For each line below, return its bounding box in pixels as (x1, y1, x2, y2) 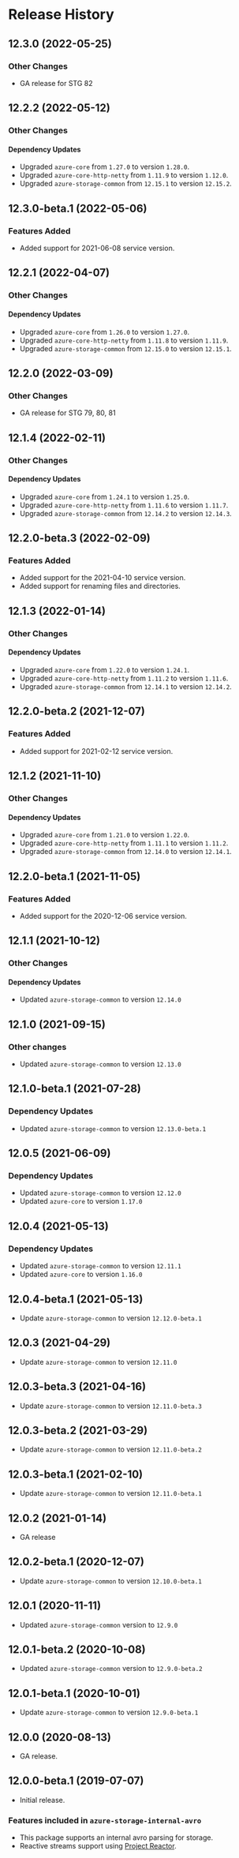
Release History (8, 6, 114, 24)
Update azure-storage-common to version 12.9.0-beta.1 (19, 1707, 199, 1718)
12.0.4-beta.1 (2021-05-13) (8, 1292, 144, 1305)
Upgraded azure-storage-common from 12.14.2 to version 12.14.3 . (19, 508, 233, 518)
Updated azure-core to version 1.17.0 (19, 1197, 144, 1206)
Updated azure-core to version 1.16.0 (19, 1269, 144, 1279)
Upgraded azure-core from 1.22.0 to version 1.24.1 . (19, 665, 190, 674)
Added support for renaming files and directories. (19, 582, 181, 591)
